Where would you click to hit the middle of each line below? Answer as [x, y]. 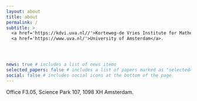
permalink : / [22, 22]
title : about [22, 17]
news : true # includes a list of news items [61, 65]
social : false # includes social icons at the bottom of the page [89, 75]
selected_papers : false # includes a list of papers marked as [85, 70]
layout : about [23, 11]
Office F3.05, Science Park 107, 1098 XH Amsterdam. [70, 92]
